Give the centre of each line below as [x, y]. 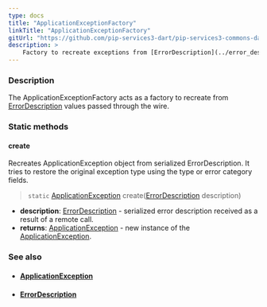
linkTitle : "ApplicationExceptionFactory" [79, 30]
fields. [19, 181]
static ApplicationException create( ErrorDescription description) [134, 196]
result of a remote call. [56, 220]
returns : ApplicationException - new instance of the [105, 228]
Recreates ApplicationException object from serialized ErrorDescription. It [129, 163]
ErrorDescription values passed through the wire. [89, 106]
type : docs [26, 16]
